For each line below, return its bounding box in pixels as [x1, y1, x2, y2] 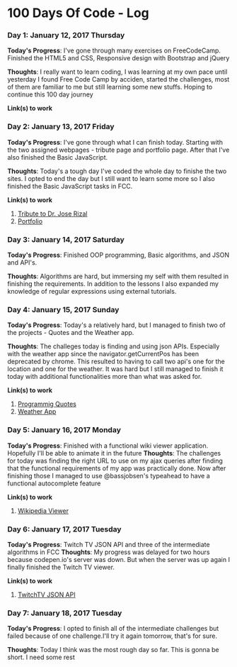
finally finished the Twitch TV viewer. [7, 563, 115, 571]
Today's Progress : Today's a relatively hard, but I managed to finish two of [7, 321, 226, 329]
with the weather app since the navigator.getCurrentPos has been [7, 350, 200, 358]
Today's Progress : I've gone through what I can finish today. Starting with [7, 138, 223, 146]
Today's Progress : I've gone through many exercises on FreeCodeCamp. [7, 46, 221, 55]
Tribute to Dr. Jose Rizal [17, 209, 88, 218]
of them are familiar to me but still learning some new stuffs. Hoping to [7, 83, 213, 92]
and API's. [7, 258, 37, 267]
